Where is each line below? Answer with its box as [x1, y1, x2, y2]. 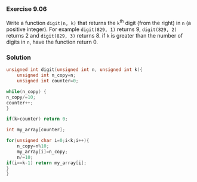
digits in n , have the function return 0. [6, 38, 98, 45]
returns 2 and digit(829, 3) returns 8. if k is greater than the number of [6, 32, 183, 39]
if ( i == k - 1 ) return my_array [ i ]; [6, 160, 87, 166]
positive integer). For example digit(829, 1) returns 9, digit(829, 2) [6, 26, 177, 33]
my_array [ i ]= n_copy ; [17, 149, 68, 155]
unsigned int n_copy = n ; [17, 72, 76, 79]
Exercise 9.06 [6, 5, 47, 13]
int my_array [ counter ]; [6, 127, 66, 133]
